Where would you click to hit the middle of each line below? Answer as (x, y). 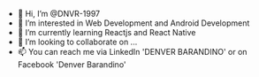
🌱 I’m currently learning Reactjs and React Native (107, 32)
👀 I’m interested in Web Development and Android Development (133, 23)
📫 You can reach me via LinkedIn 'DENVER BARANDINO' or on (132, 52)
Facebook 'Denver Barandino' (72, 65)
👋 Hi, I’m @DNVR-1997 (58, 14)
